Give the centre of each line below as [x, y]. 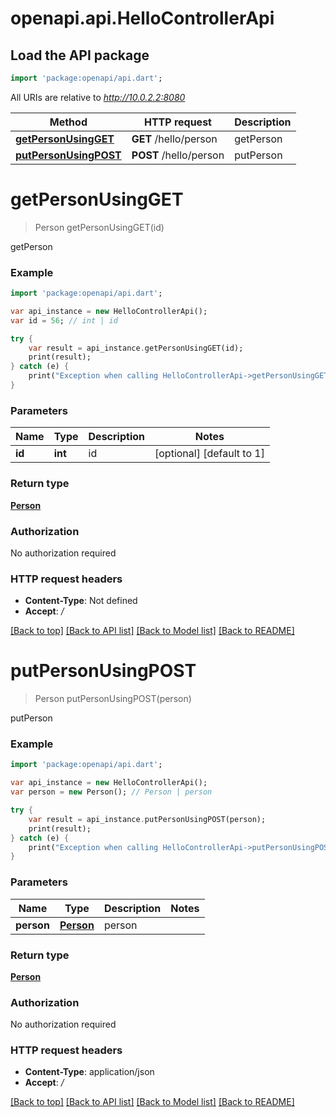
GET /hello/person [174, 139]
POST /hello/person [178, 155]
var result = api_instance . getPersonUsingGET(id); [136, 348]
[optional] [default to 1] [209, 454]
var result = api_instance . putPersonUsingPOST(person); [147, 819]
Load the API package [80, 55]
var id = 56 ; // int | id [64, 320]
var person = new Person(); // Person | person [111, 792]
